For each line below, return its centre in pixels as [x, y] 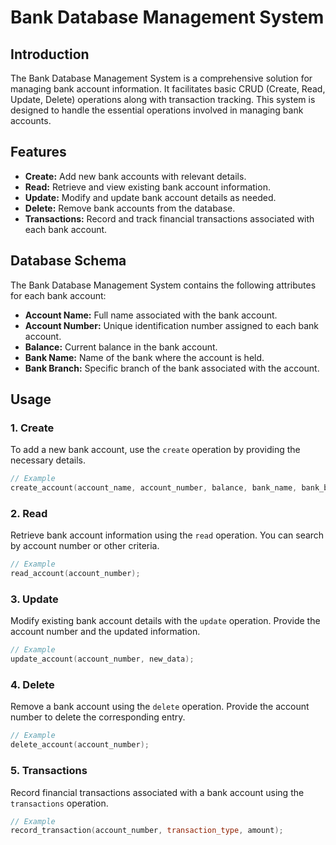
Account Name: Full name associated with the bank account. [151, 315]
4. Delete [32, 685]
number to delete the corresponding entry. [98, 717]
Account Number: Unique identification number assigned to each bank [172, 325]
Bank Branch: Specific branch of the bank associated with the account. [172, 368]
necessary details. [48, 460]
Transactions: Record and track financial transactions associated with [169, 218]
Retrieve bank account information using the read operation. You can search [167, 535]
